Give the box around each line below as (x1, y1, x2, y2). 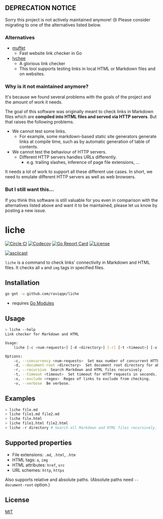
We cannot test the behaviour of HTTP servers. (12, 149, 107, 155)
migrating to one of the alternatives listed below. (5, 22, 101, 28)
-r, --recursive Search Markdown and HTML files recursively (14, 367, 142, 372)
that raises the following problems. (5, 119, 74, 125)
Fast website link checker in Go (19, 51, 82, 56)
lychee (12, 55, 26, 61)
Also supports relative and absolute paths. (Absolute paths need (5, 476, 133, 483)
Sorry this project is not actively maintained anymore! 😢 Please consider (5, 17, 150, 22)
